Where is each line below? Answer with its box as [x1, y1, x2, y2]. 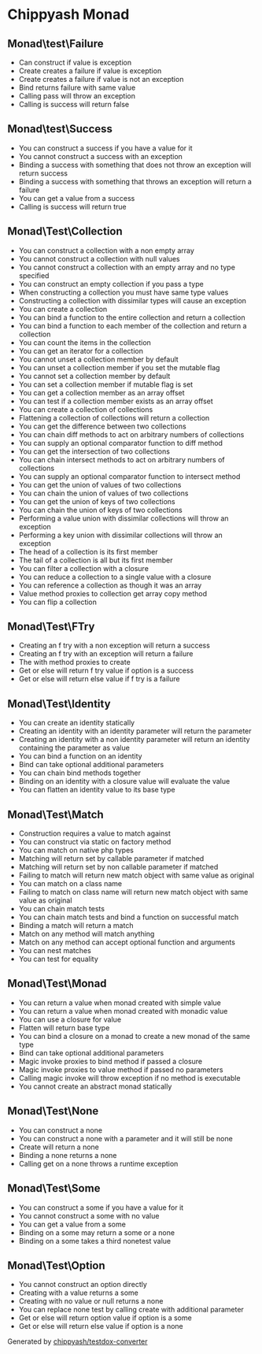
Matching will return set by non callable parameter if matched [18, 862, 219, 872]
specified [18, 270, 50, 280]
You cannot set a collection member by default [18, 371, 171, 380]
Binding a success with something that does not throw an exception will [18, 160, 252, 169]
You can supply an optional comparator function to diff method [18, 438, 223, 447]
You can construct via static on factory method [18, 837, 172, 847]
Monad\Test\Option [7, 1259, 105, 1272]
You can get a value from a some [18, 1219, 127, 1229]
